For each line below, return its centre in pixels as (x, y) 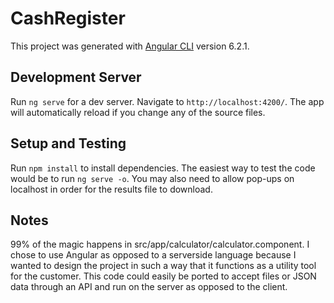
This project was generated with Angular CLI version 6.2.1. (130, 46)
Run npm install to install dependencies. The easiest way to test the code (163, 168)
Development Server (76, 77)
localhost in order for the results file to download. (111, 189)
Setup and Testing (68, 143)
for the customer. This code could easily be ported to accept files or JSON (163, 276)
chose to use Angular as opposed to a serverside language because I (153, 255)
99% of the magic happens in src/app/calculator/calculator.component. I (160, 244)
